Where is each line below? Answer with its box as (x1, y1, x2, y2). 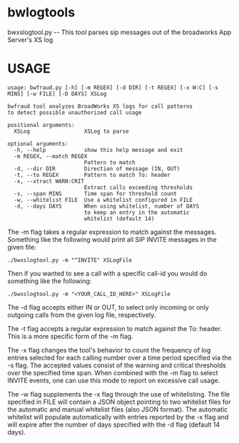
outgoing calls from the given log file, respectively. (7, 310, 156, 319)
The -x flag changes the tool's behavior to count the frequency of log (7, 345, 211, 354)
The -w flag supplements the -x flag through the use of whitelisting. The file (7, 389, 230, 398)
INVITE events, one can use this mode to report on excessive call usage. (7, 376, 220, 385)
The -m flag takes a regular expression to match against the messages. (7, 228, 217, 236)
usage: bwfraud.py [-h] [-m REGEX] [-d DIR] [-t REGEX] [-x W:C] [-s (7, 83, 219, 91)
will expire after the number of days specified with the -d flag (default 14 (7, 420, 220, 429)
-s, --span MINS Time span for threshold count (14, 190, 177, 197)
